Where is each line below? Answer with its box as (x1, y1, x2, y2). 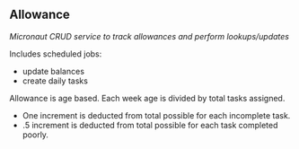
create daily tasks (22, 75, 88, 86)
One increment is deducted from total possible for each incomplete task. (22, 110, 291, 120)
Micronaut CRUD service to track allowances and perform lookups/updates (9, 31, 290, 41)
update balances (22, 66, 85, 76)
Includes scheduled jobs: (9, 48, 102, 59)
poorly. (22, 129, 49, 140)
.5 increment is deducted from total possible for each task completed (22, 119, 278, 130)
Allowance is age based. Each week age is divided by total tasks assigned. (9, 92, 286, 103)
